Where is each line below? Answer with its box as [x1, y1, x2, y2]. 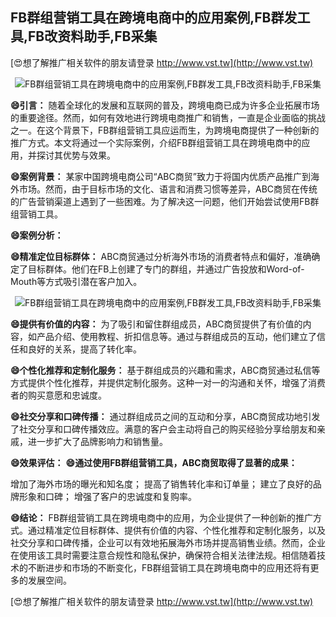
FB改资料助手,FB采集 [28, 28, 158, 45]
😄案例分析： [10, 229, 64, 241]
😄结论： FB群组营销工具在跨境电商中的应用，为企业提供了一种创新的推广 [10, 511, 313, 523]
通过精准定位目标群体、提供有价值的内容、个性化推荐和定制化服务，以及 [27, 524, 326, 536]
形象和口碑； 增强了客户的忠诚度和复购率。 [18, 490, 197, 502]
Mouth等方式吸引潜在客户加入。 [10, 275, 143, 287]
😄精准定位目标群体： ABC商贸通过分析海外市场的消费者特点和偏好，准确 [10, 250, 312, 262]
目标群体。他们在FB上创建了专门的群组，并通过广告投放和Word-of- [27, 263, 305, 275]
